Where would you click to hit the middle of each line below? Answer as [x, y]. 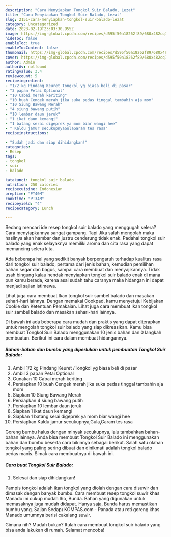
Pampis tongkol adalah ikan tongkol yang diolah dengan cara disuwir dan [82, 488]
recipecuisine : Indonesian [34, 189]
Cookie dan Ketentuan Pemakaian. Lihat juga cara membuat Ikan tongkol [81, 306]
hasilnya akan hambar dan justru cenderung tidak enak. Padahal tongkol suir [85, 238]
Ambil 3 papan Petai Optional [43, 373]
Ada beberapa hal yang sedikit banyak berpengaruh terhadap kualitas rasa [83, 259]
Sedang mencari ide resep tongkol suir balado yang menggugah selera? [81, 227]
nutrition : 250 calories [32, 185]
